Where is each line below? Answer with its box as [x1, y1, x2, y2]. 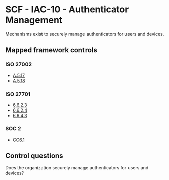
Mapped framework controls [5, 46, 98, 54]
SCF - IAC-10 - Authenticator [5, 4, 129, 15]
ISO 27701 [5, 90, 31, 97]
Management [5, 14, 63, 26]
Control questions [5, 151, 63, 160]
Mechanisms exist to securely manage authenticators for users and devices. [5, 31, 164, 37]
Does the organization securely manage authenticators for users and [5, 165, 149, 171]
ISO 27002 [5, 61, 32, 68]
